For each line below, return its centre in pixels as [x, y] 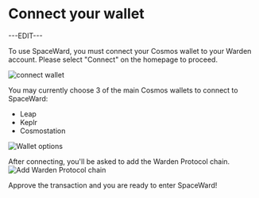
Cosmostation [43, 131]
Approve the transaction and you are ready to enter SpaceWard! [113, 185]
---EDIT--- [25, 36]
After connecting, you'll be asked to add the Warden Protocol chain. [119, 161]
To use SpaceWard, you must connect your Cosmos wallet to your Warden [130, 51]
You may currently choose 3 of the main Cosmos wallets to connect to [123, 90]
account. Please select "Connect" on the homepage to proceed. [113, 59]
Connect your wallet [76, 14]
